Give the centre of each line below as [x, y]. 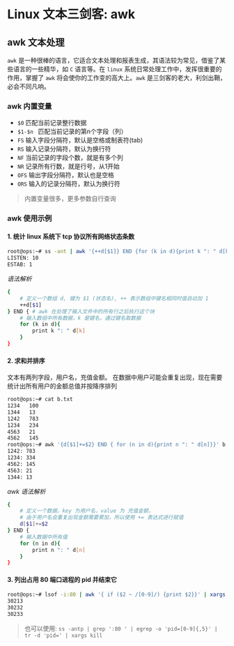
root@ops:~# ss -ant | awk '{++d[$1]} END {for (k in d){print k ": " [112, 252]
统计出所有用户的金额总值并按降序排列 [62, 386]
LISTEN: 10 [23, 258]
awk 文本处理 [36, 42]
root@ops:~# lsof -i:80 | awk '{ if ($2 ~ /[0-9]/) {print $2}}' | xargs [117, 595]
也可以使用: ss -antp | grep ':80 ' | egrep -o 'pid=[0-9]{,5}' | [121, 628]
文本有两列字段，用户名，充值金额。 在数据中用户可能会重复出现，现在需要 [115, 377]
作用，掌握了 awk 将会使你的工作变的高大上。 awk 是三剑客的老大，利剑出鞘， [117, 78]
